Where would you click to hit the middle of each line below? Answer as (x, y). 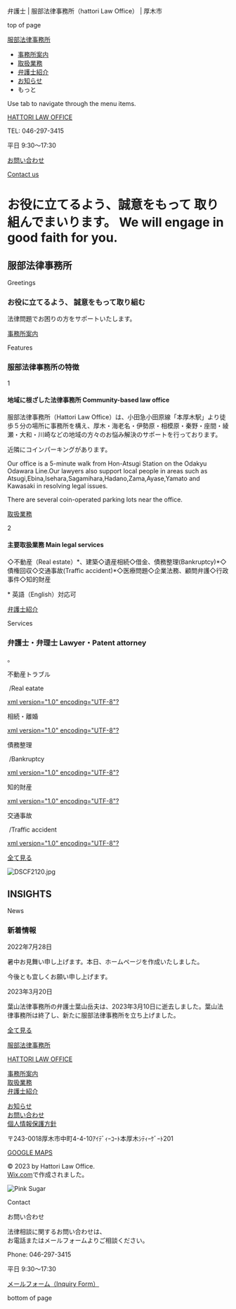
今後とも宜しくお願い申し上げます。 (59, 977)
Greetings (22, 283)
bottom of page (30, 1298)
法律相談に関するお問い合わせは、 (57, 1232)
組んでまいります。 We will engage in (116, 222)
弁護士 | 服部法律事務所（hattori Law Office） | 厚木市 (85, 11)
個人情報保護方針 (32, 1124)
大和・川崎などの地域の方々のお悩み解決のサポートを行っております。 (120, 434)
